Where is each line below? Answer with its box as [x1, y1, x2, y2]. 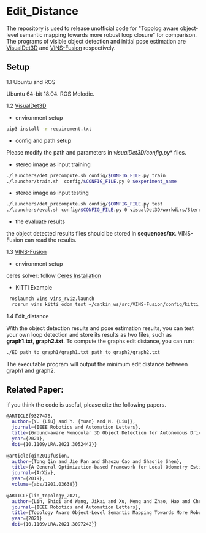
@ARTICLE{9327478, [6, 413, 53, 419]
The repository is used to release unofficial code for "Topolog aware [6, 25, 179, 32]
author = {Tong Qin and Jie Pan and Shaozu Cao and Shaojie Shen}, [12, 458, 183, 464]
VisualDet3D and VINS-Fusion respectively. [6, 44, 116, 52]
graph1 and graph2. [6, 367, 56, 374]
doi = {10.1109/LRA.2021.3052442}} [12, 441, 97, 447]
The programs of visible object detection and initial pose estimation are [6, 37, 186, 45]
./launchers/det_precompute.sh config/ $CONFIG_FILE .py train [6, 172, 166, 178]
